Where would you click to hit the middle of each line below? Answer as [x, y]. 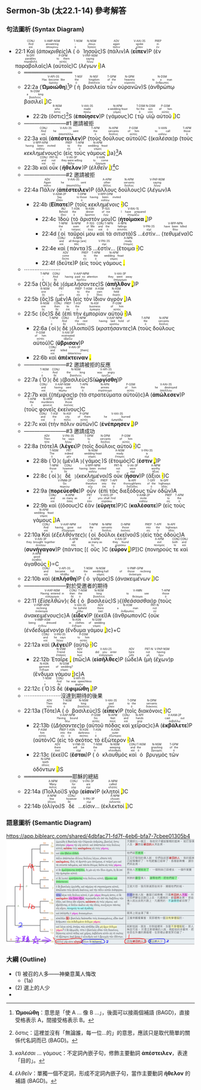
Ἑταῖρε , [61, 659]
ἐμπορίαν [95, 313]
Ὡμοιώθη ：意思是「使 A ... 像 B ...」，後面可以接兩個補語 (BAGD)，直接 [102, 1012]
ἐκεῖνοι [125, 534]
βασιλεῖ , [35, 101]
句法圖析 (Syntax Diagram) [45, 29]
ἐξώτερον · [115, 740]
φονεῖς [48, 409]
